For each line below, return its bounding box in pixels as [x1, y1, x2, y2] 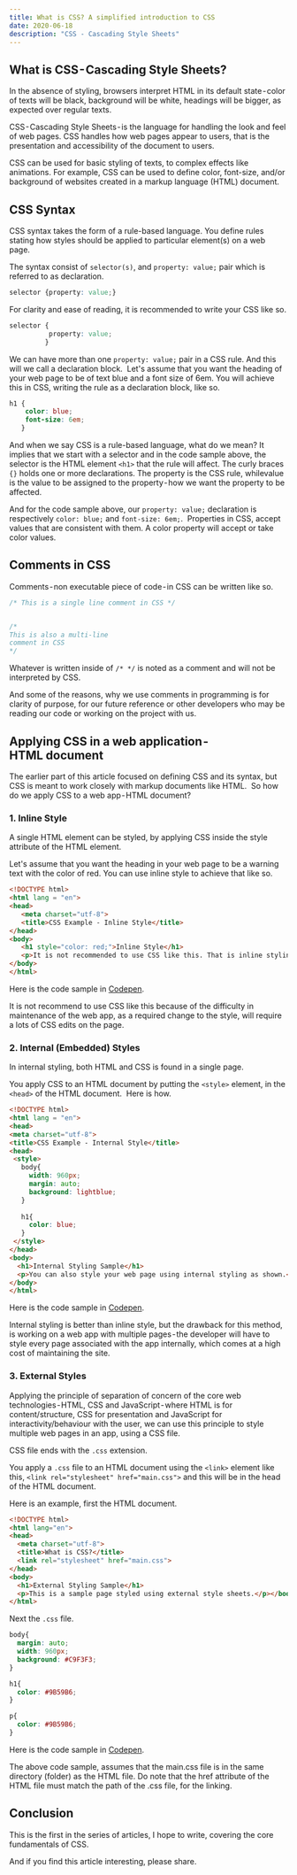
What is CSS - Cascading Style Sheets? [9, 62, 227, 77]
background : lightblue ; [28, 1187, 117, 1196]
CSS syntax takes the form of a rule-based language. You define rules [9, 226, 264, 235]
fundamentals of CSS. [9, 1839, 89, 1849]
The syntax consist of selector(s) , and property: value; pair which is [9, 262, 266, 272]
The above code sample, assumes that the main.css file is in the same [9, 1761, 264, 1771]
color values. [9, 532, 57, 543]
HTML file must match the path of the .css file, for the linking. [9, 1780, 232, 1791]
